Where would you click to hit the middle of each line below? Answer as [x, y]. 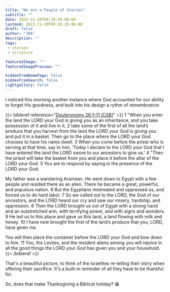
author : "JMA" [20, 34]
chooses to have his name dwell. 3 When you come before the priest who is [84, 142]
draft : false [19, 29]
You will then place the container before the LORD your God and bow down [84, 237]
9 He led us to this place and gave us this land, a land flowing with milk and [84, 216]
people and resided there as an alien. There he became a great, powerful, [82, 184]
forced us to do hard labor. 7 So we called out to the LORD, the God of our [82, 195]
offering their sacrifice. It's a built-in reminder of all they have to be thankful [84, 269]
